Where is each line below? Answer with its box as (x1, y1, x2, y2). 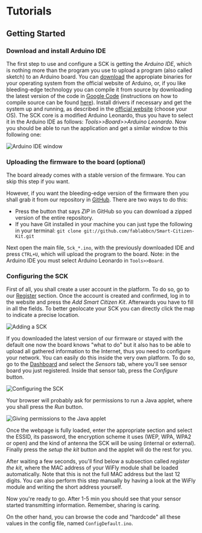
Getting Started (6, 28, 66, 39)
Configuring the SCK (6, 272, 68, 281)
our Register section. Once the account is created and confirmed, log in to (6, 292, 191, 299)
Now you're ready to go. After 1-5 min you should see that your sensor (6, 495, 181, 503)
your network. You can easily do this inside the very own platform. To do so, (6, 354, 195, 361)
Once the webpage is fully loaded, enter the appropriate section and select (6, 427, 192, 434)
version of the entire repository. (14, 214, 93, 221)
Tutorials (6, 4, 52, 18)
